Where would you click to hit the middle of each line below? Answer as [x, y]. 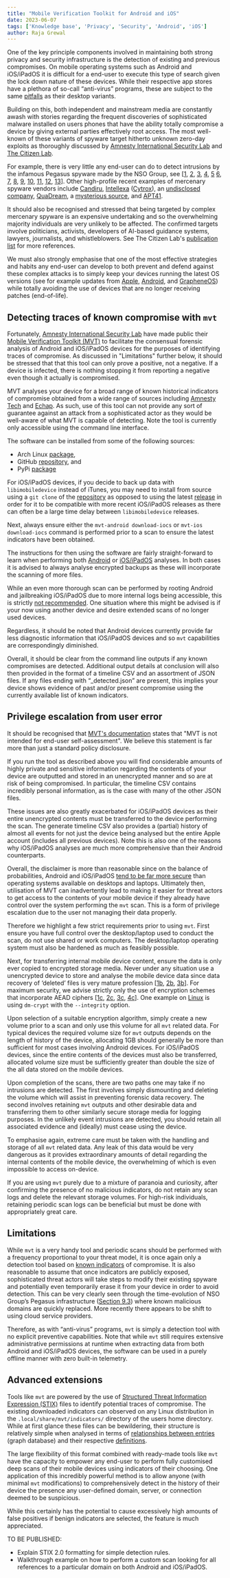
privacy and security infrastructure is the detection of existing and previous [114, 60]
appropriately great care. [42, 1211]
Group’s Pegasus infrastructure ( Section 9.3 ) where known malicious [104, 1301]
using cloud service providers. [50, 1316]
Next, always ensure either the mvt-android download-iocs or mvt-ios [105, 525]
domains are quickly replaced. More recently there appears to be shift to [110, 1308]
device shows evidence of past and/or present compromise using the [105, 688]
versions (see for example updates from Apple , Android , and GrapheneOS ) [113, 281]
